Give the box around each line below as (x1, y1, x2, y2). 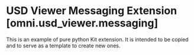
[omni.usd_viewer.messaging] (6, 16, 159, 30)
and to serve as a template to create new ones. (6, 42, 121, 49)
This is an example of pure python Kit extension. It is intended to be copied (6, 36, 189, 43)
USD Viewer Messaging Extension (6, 4, 177, 18)
